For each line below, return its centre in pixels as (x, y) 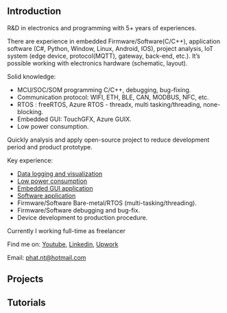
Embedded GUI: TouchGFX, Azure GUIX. (74, 119)
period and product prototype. (50, 147)
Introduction (34, 11)
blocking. (30, 111)
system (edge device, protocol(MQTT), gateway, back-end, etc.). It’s (104, 56)
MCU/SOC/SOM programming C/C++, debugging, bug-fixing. (104, 89)
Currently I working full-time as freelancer (66, 230)
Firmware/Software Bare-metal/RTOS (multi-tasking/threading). (107, 203)
